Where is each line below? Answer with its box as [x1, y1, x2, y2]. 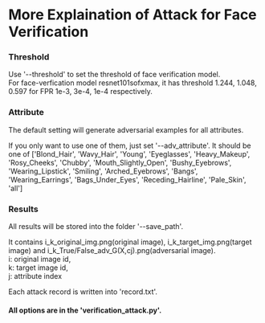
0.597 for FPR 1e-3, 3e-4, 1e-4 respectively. [8, 87, 153, 96]
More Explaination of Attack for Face [8, 6, 257, 24]
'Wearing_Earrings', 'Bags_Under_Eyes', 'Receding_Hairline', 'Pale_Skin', [8, 174, 247, 184]
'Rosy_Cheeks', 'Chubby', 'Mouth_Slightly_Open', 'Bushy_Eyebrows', [8, 157, 232, 167]
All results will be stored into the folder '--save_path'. [8, 222, 183, 231]
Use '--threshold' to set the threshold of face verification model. [8, 70, 221, 80]
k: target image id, [8, 263, 68, 272]
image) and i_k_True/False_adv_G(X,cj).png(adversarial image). [8, 246, 216, 256]
